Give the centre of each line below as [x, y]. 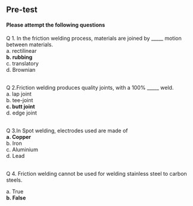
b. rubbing [19, 57]
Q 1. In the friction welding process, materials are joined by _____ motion [94, 38]
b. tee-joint [20, 100]
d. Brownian [21, 69]
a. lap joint [19, 94]
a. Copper [19, 137]
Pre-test [22, 10]
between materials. [30, 45]
